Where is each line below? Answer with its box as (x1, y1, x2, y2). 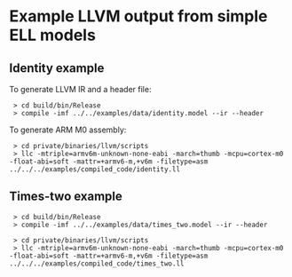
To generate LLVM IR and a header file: (9, 84, 152, 94)
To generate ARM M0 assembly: (9, 124, 127, 135)
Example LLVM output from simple (9, 6, 268, 27)
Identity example (9, 60, 105, 75)
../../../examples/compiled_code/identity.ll (9, 165, 180, 174)
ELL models (9, 25, 96, 45)
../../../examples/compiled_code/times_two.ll (9, 259, 185, 268)
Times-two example (9, 189, 122, 204)
